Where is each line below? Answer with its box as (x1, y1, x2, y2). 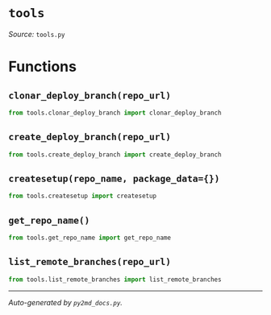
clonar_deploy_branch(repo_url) (8, 89, 172, 102)
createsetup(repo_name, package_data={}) (8, 172, 220, 184)
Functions (8, 58, 77, 76)
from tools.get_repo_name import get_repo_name (8, 234, 172, 242)
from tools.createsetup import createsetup (8, 192, 157, 201)
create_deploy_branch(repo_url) (8, 131, 172, 143)
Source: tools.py (8, 29, 66, 39)
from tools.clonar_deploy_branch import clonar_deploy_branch (8, 109, 222, 117)
